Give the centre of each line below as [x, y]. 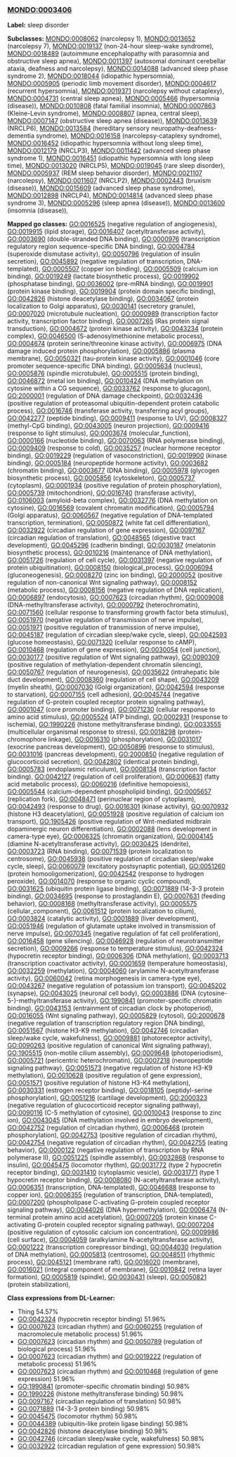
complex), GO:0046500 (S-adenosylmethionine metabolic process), [106, 336]
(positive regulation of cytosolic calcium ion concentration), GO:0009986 [113, 1232]
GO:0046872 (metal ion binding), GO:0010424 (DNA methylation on [105, 381]
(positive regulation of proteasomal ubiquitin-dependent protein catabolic [113, 403]
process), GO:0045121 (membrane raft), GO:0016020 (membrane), [104, 1262]
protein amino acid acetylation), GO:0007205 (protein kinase [120, 1217]
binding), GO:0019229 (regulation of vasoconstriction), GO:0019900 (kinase [117, 455]
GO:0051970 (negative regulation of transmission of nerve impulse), [105, 620]
